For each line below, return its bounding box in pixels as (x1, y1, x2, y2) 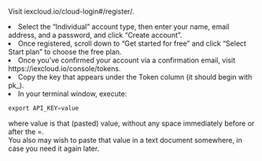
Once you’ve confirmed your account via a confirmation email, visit (18, 55, 236, 65)
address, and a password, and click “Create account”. (8, 31, 183, 39)
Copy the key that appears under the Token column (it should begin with (18, 73, 253, 81)
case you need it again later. (8, 144, 100, 153)
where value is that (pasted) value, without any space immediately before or (8, 118, 255, 128)
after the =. (8, 126, 45, 137)
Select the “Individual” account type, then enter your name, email (18, 22, 230, 31)
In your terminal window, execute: (18, 89, 127, 98)
